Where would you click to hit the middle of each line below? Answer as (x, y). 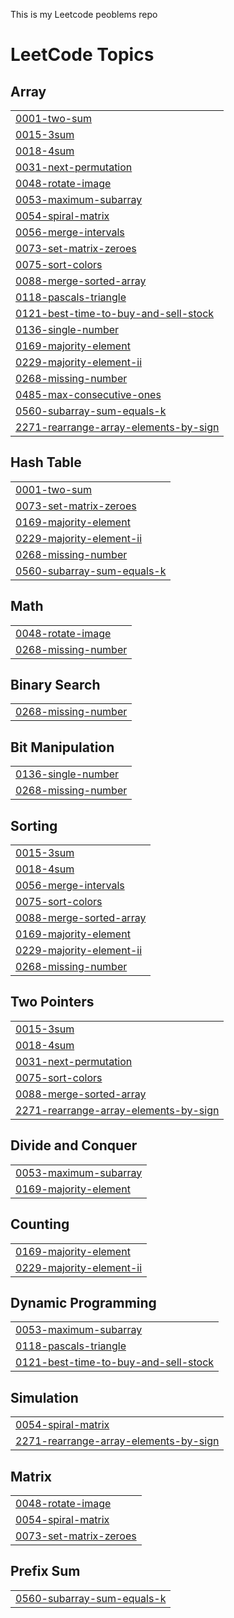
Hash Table (46, 462)
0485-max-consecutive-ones (88, 394)
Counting (40, 1224)
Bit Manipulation (62, 747)
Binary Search (55, 685)
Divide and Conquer (74, 1145)
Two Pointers (52, 1002)
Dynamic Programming (83, 1302)
